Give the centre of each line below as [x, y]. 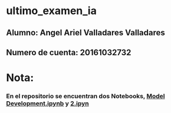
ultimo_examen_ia [52, 11]
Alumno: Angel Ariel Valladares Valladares [85, 33]
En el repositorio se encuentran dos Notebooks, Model [85, 97]
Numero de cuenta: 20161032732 [69, 52]
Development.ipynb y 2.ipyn [48, 104]
